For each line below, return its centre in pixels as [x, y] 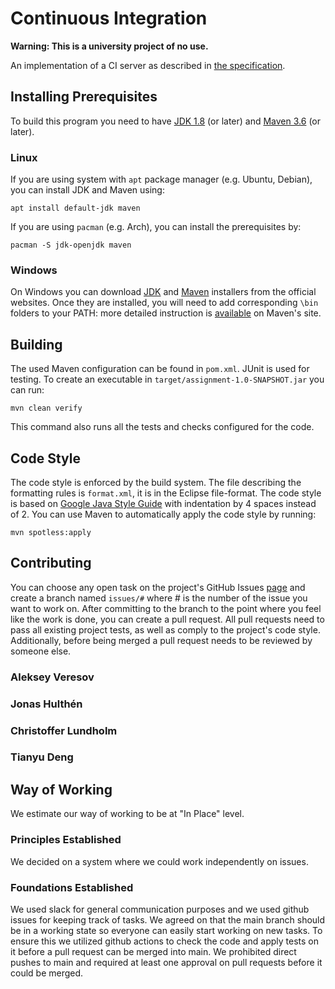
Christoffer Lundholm [64, 730]
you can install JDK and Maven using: [87, 190]
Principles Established [66, 840]
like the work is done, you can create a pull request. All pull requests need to [167, 619]
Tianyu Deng [42, 757]
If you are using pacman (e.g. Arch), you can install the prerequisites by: [156, 227]
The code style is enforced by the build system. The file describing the [156, 482]
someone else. [41, 651]
